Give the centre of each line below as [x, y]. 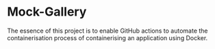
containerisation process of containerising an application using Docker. [107, 37]
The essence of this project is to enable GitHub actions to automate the [107, 31]
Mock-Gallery [47, 12]
